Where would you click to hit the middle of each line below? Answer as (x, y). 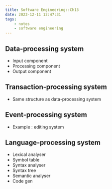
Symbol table (26, 160)
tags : (11, 19)
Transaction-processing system (56, 87)
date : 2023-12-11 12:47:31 (33, 14)
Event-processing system (46, 115)
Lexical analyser (29, 154)
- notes (22, 24)
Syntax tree (24, 170)
